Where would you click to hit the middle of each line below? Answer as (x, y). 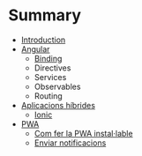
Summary (45, 15)
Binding (48, 58)
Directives (52, 68)
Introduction (43, 40)
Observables (57, 86)
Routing (48, 96)
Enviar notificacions (70, 143)
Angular (35, 48)
